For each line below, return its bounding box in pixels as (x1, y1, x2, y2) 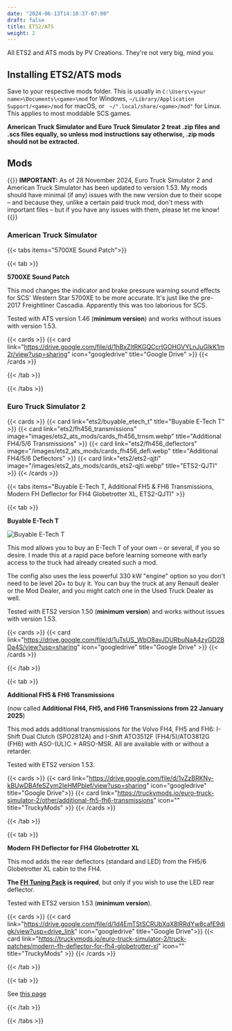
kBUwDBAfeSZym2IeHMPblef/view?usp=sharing (7, 782, 147, 790)
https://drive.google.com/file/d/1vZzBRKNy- (89, 774, 215, 782)
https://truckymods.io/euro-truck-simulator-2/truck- (38, 934, 187, 943)
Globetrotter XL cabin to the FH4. (7, 865, 102, 873)
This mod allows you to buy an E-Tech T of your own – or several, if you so (7, 544, 220, 552)
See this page (7, 990, 47, 998)
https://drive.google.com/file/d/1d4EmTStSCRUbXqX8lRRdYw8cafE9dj (24, 920, 225, 928)
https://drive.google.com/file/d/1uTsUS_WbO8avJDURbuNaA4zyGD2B (24, 636, 225, 644)
